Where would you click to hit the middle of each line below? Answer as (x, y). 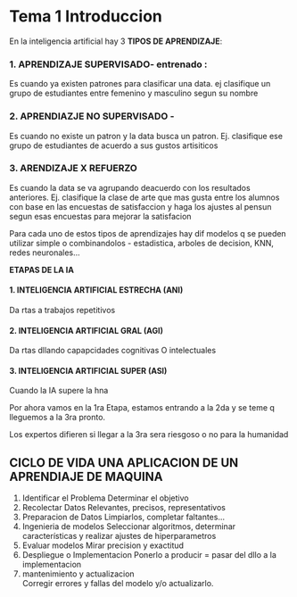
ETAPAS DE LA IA (41, 269)
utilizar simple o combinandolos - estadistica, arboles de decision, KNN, (142, 243)
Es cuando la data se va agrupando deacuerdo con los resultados (130, 187)
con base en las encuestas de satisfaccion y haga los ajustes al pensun (140, 206)
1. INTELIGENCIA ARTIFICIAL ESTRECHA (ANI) (96, 290)
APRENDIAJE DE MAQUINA (86, 476)
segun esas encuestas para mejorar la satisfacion (100, 216)
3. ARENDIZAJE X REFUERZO (74, 169)
